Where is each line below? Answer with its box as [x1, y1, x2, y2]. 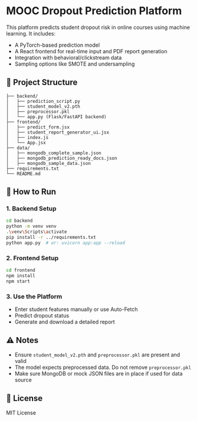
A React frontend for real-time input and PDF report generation [14, 47, 168, 54]
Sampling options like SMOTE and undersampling [14, 60, 135, 67]
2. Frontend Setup [6, 254, 59, 262]
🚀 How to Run [6, 187, 57, 197]
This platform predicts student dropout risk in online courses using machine [6, 24, 191, 31]
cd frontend [6, 267, 35, 273]
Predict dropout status [14, 312, 70, 319]
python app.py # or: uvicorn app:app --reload [6, 239, 126, 246]
